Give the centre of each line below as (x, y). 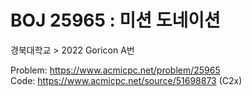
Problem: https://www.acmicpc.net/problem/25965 (115, 70)
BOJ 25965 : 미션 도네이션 (115, 20)
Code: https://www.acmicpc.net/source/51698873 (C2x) (126, 80)
